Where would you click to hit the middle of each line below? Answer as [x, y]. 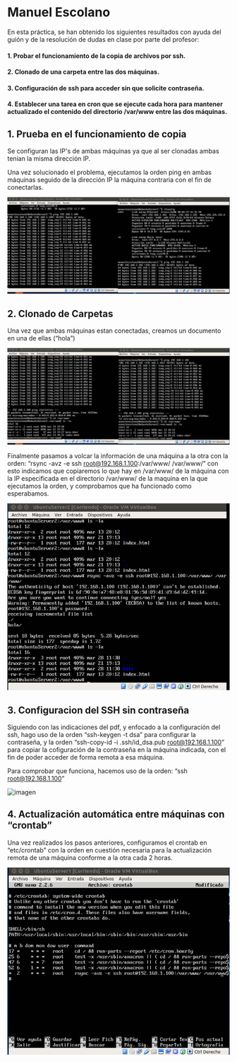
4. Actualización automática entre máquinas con [116, 815]
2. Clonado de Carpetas [60, 313]
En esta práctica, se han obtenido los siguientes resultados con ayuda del [114, 32]
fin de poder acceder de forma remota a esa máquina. [86, 758]
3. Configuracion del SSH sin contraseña [98, 710]
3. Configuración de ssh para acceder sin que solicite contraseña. [106, 88]
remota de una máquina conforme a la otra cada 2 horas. [90, 857]
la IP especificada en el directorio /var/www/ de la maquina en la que [108, 478]
